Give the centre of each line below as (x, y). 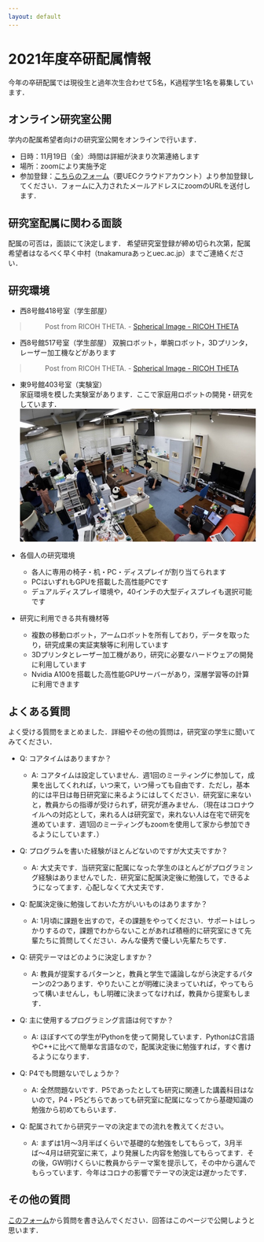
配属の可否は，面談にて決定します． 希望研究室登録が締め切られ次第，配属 (130, 243)
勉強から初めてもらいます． (76, 1109)
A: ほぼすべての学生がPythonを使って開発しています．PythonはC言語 (143, 1037)
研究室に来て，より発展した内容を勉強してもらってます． (155, 1152)
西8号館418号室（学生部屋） (65, 310)
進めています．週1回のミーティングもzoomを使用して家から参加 (134, 824)
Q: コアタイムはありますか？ (66, 758)
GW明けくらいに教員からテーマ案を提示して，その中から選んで (154, 1163)
